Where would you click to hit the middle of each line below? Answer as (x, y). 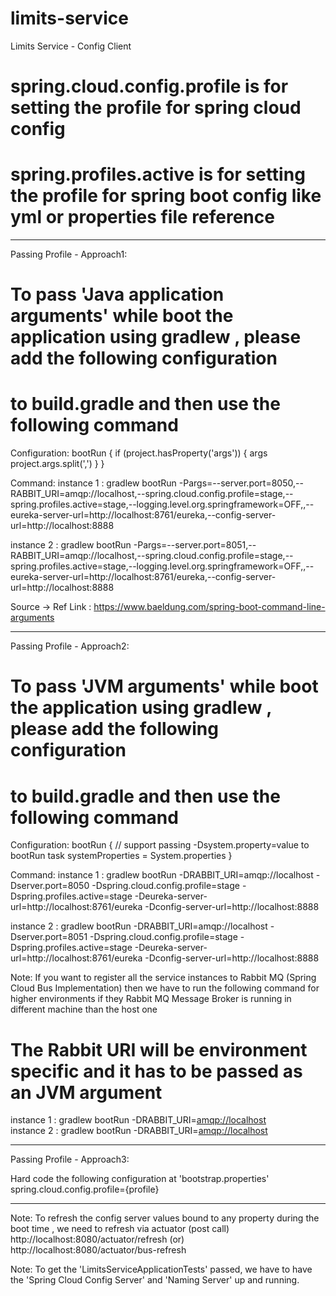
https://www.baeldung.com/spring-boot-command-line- (209, 607)
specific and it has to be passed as (156, 1071)
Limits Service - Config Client (71, 46)
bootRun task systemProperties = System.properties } (121, 856)
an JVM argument (86, 1092)
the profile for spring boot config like (166, 196)
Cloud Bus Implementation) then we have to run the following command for (165, 988)
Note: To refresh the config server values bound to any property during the (165, 1218)
